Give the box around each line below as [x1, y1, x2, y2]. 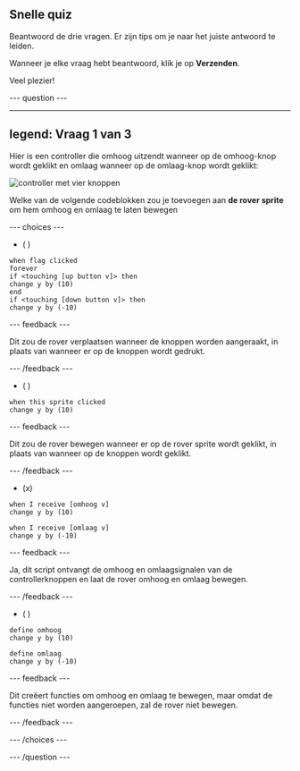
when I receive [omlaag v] [9, 523, 110, 532]
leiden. [9, 40, 34, 51]
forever [9, 264, 38, 273]
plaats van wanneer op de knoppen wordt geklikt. [9, 447, 192, 459]
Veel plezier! [9, 75, 55, 86]
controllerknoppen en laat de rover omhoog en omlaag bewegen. [9, 573, 248, 584]
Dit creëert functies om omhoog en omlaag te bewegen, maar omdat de [9, 690, 273, 700]
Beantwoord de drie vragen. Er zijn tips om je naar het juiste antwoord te [9, 30, 276, 41]
